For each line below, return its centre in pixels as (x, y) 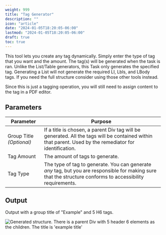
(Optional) (20, 142)
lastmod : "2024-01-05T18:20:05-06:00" (45, 33)
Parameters (23, 108)
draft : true (17, 38)
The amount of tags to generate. (82, 156)
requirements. (60, 183)
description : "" (22, 19)
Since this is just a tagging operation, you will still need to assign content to (82, 87)
